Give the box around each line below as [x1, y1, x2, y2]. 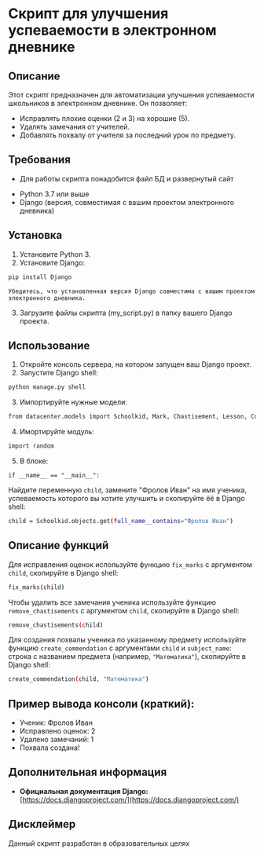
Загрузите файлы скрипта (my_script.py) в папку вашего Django [19, 308, 233, 317]
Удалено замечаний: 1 [19, 735, 94, 744]
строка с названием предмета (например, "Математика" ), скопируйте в [8, 652, 246, 661]
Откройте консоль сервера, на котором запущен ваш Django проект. [19, 360, 251, 369]
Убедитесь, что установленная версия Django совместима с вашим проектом [8, 287, 255, 295]
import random [8, 442, 55, 450]
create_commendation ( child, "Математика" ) [8, 675, 149, 683]
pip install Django [8, 273, 72, 281]
